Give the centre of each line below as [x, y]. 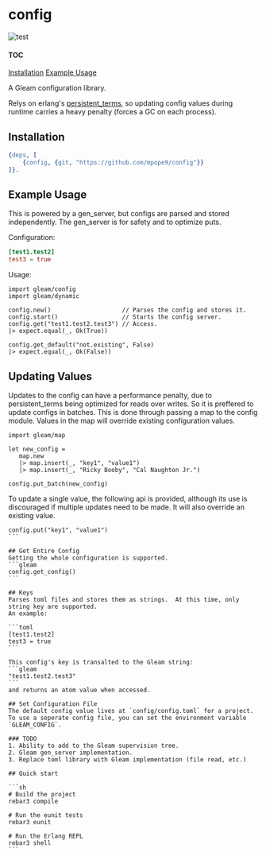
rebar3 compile [33, 801]
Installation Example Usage [52, 72]
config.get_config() [42, 571]
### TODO [23, 738]
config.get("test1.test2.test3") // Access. [83, 324]
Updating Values [50, 376]
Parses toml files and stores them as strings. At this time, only [124, 599]
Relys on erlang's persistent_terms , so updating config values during [121, 103]
